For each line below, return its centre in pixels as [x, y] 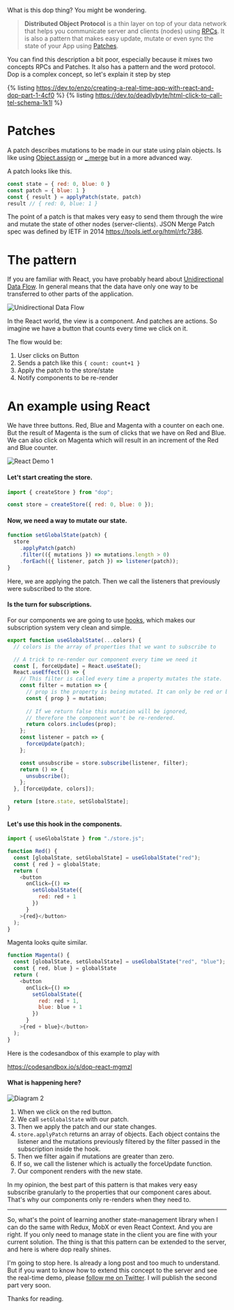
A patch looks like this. [39, 171]
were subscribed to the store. [49, 588]
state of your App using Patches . [71, 46]
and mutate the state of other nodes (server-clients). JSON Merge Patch [111, 224]
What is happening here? [44, 1083]
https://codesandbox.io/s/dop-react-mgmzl [70, 1067]
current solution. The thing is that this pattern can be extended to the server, [117, 1242]
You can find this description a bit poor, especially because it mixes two [110, 59]
